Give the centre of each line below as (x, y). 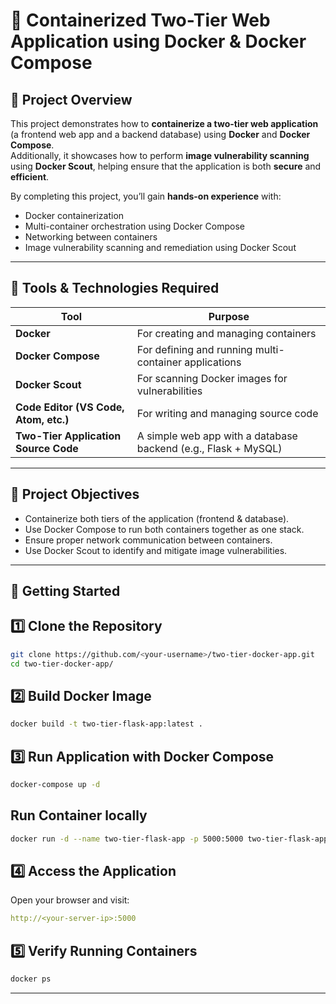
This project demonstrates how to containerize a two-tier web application (164, 123)
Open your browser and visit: (70, 900)
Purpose (229, 316)
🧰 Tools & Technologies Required (115, 288)
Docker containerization (74, 215)
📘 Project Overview (71, 99)
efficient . (30, 177)
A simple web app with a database (217, 436)
